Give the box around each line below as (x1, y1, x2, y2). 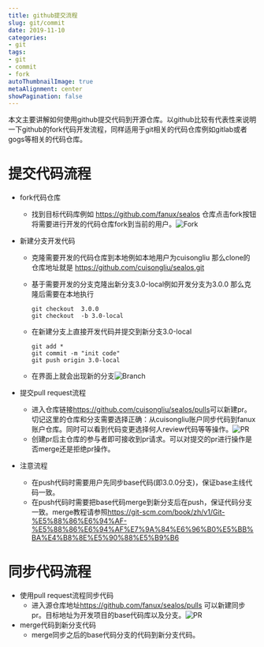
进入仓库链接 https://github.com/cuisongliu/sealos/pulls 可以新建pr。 (31, 405, 252, 414)
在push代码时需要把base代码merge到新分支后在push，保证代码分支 (31, 498, 252, 507)
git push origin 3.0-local (31, 357, 121, 365)
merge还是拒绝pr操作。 (38, 444, 115, 454)
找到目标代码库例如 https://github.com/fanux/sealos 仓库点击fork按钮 (31, 210, 257, 219)
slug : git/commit (8, 19, 65, 27)
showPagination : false (8, 92, 83, 100)
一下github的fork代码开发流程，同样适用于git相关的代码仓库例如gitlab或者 (8, 125, 247, 134)
